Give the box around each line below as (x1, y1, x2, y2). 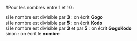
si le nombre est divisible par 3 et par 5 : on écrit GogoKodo (5, 25, 132, 31)
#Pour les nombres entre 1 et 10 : (5, 5, 75, 10)
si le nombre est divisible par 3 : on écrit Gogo (5, 14, 103, 20)
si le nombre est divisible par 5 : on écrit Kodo (5, 20, 102, 26)
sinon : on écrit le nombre (5, 31, 60, 36)
